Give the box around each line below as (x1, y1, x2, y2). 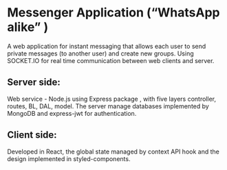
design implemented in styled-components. (7, 154, 131, 162)
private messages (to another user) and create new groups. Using (7, 49, 194, 58)
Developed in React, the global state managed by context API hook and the (7, 147, 220, 156)
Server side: (7, 77, 61, 88)
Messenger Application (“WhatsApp (7, 5, 220, 21)
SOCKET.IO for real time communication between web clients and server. (7, 56, 215, 64)
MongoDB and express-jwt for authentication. (7, 109, 137, 117)
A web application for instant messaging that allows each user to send (7, 42, 206, 50)
